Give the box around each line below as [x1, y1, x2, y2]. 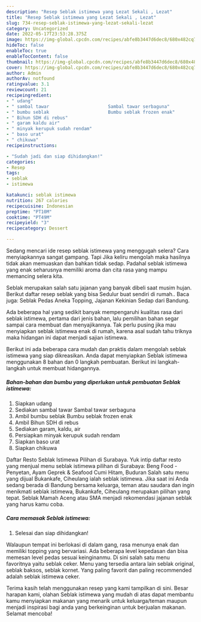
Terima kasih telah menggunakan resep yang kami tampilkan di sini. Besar [6, 584, 188, 591]
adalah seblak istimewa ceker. [6, 573, 81, 580]
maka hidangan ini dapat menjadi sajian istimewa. [6, 334, 129, 341]
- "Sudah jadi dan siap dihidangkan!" [6, 153, 103, 159]
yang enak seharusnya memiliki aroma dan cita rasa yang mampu [6, 266, 167, 273]
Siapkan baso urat [14, 438, 60, 445]
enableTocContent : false [6, 53, 68, 59]
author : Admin [6, 70, 42, 76]
